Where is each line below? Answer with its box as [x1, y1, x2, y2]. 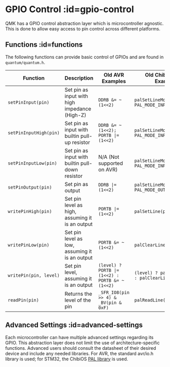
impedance [64, 105, 92, 112]
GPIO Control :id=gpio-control [5, 4, 134, 15]
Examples [102, 78, 126, 85]
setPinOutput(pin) [8, 184, 52, 190]
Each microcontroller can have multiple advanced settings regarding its [5, 334, 154, 340]
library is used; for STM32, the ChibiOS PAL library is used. [5, 356, 128, 362]
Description [64, 75, 94, 82]
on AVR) [98, 166, 118, 173]
